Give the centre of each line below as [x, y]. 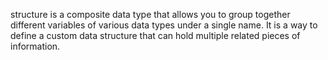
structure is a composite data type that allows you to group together [150, 14]
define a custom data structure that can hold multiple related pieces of [155, 35]
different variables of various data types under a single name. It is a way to [164, 25]
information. [35, 46]
